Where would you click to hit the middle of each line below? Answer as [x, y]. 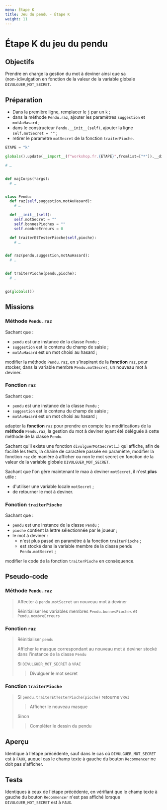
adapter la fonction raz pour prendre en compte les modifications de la [78, 426]
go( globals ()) [20, 291]
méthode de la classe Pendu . [34, 436]
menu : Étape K [20, 10]
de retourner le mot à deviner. [43, 491]
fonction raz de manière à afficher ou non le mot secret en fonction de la [80, 456]
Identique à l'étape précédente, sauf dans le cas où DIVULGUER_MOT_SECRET [81, 754]
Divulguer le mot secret [54, 673]
